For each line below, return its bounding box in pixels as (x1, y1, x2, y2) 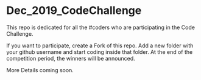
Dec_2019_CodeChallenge (6, 4, 142, 18)
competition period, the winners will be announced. (6, 55, 135, 62)
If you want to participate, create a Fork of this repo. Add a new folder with (6, 42, 194, 49)
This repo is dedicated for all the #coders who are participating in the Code (6, 24, 195, 31)
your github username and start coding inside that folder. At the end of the (6, 48, 193, 55)
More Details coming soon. (6, 66, 74, 73)
